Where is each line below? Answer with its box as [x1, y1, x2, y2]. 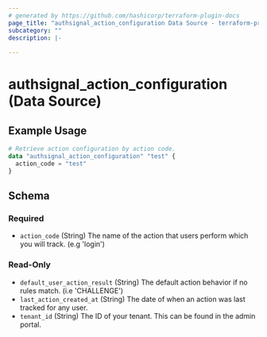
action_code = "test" [15, 160, 87, 168]
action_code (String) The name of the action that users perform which [19, 231, 249, 241]
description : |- [8, 33, 62, 42]
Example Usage [8, 124, 87, 138]
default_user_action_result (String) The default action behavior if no [19, 277, 248, 287]
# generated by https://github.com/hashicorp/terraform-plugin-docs [8, 11, 240, 20]
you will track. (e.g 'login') [19, 239, 106, 249]
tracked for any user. [19, 303, 88, 312]
